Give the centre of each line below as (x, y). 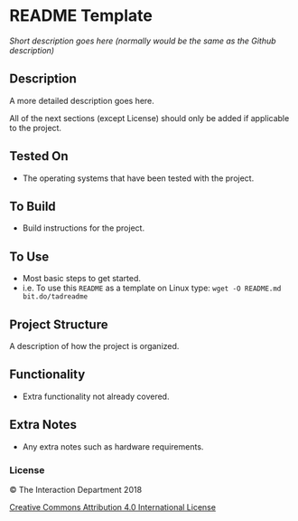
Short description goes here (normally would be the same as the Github (143, 41)
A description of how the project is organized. (94, 346)
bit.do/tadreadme (55, 297)
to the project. (35, 128)
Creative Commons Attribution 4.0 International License (113, 507)
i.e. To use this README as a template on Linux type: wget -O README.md (152, 288)
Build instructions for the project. (84, 228)
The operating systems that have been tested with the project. (138, 178)
